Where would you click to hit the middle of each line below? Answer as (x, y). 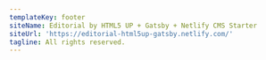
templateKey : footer (48, 17)
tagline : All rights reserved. (67, 42)
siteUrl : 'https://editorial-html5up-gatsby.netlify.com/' (121, 34)
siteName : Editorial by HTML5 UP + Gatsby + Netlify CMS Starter (133, 26)
